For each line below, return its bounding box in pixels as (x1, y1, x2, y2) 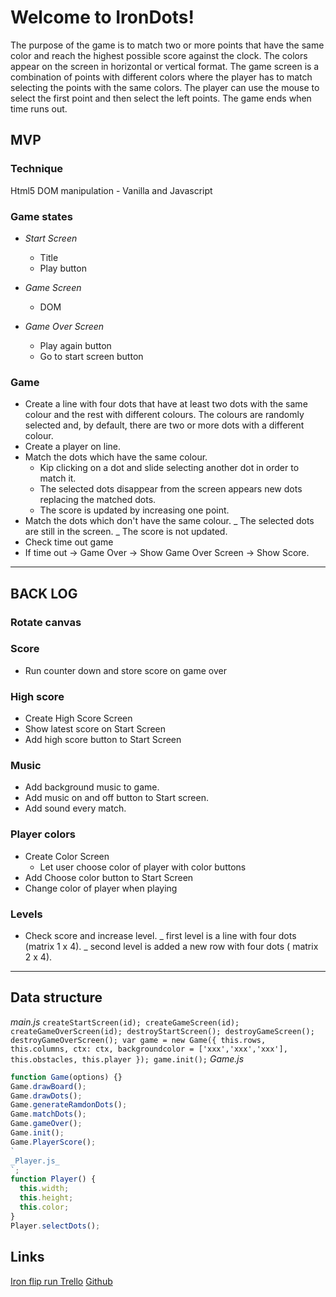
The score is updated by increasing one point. (39, 504, 230, 516)
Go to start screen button (39, 350, 144, 362)
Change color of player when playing (24, 882, 178, 894)
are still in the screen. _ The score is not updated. (24, 526, 228, 538)
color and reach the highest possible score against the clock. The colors (10, 49, 308, 61)
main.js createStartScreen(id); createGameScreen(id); (10, 1016, 240, 1028)
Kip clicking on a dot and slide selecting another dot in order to (39, 462, 300, 474)
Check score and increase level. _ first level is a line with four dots (24, 930, 297, 942)
